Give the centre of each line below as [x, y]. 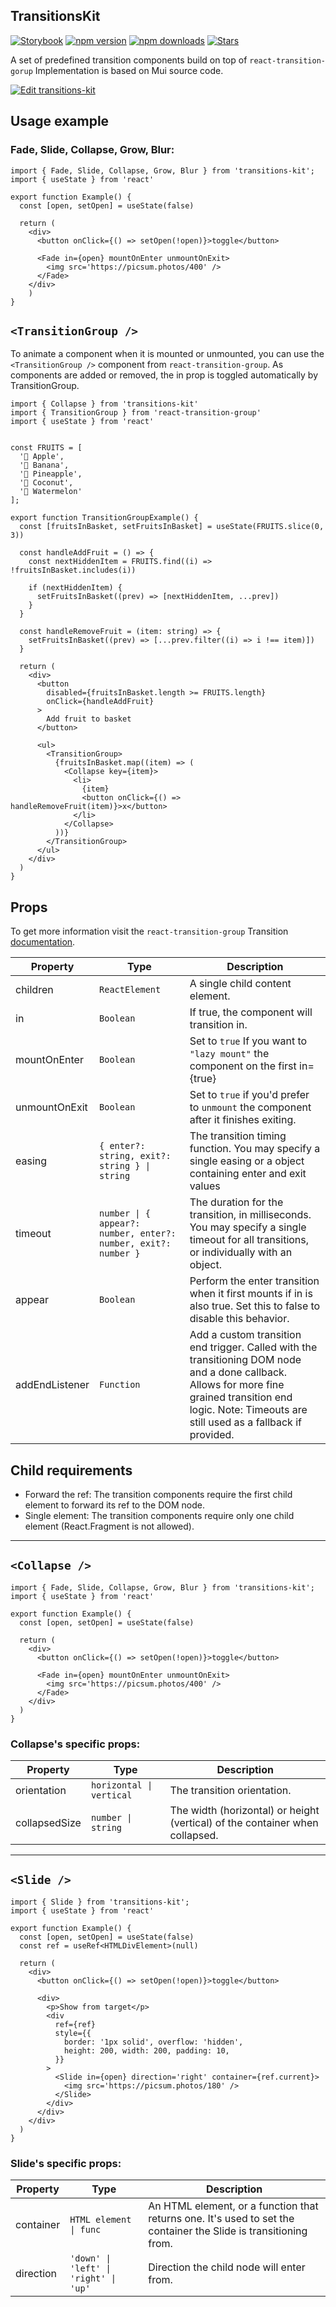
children [34, 990]
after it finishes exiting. [243, 1120]
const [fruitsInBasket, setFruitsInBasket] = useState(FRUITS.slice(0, [172, 527]
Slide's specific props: [66, 2163]
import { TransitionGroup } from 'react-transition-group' [136, 413]
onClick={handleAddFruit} [100, 702]
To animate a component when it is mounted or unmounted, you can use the [167, 354]
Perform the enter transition [254, 1281]
